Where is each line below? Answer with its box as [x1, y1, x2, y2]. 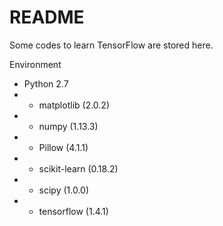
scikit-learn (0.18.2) [38, 162, 119, 175]
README [9, 6, 85, 29]
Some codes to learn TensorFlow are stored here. [9, 39, 214, 51]
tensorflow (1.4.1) [38, 205, 109, 217]
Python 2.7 [23, 77, 69, 90]
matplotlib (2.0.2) [38, 99, 111, 111]
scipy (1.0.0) [38, 184, 90, 196]
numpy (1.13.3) [38, 120, 99, 132]
